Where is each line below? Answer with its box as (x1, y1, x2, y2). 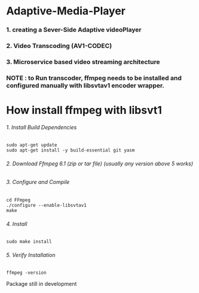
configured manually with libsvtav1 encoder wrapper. (6, 81, 165, 89)
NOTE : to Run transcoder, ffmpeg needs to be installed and (6, 74, 182, 82)
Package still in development (6, 280, 77, 288)
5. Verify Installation (6, 251, 56, 258)
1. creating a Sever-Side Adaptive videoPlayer (6, 26, 142, 34)
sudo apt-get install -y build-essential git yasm (6, 147, 135, 153)
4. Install (6, 220, 27, 227)
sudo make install (6, 238, 52, 245)
